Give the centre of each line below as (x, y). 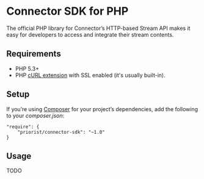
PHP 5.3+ (27, 68)
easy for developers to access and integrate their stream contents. (90, 34)
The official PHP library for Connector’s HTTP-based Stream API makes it (98, 28)
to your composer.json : (35, 115)
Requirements (34, 54)
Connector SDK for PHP (67, 11)
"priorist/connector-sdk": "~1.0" (61, 132)
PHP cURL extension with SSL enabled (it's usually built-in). (90, 75)
